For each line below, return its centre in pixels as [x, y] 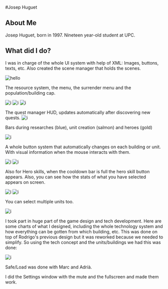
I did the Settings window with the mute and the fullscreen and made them [82, 276]
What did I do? [28, 51]
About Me [21, 23]
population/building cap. [30, 93]
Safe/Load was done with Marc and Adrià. [49, 267]
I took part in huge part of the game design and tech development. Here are [83, 221]
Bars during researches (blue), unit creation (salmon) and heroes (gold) [79, 127]
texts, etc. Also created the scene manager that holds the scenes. [73, 68]
